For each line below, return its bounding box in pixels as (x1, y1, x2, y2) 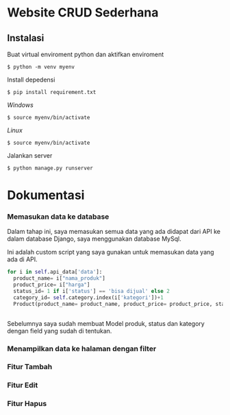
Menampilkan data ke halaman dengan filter (7, 344, 157, 353)
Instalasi (7, 32, 44, 44)
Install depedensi (7, 75, 55, 84)
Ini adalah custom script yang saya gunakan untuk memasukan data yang (7, 248, 214, 257)
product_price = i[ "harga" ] (13, 281, 90, 289)
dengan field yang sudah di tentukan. (7, 327, 112, 335)
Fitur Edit (7, 381, 38, 390)
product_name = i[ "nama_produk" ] (13, 275, 106, 282)
